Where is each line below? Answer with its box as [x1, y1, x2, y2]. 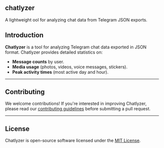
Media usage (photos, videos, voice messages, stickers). [12, 63, 128, 70]
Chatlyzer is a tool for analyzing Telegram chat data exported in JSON [5, 44, 147, 50]
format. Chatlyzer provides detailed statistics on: [5, 49, 103, 55]
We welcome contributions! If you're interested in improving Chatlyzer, [5, 101, 147, 106]
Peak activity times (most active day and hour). [12, 69, 109, 75]
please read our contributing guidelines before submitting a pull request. [5, 106, 151, 112]
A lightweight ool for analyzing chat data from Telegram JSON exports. [5, 17, 147, 22]
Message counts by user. [12, 59, 64, 64]
